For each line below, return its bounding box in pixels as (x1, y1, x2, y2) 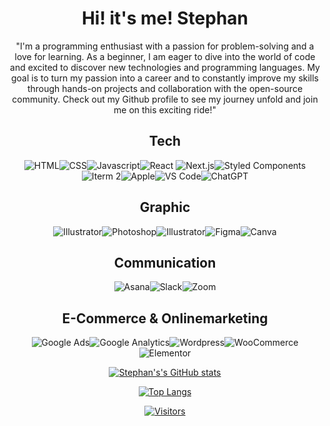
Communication (113, 254, 217, 271)
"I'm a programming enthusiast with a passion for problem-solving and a (15, 40, 315, 52)
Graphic (139, 199, 191, 216)
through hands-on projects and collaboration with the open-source (26, 82, 304, 94)
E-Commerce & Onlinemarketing (61, 310, 269, 327)
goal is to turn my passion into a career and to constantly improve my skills (10, 72, 320, 84)
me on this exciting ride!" (113, 103, 217, 116)
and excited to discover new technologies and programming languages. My (10, 61, 320, 73)
